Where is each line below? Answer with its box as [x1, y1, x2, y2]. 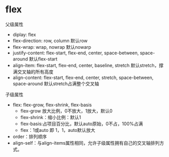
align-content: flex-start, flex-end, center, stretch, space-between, [12, 74, 154, 81]
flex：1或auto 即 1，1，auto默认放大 [20, 127, 96, 133]
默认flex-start [29, 55, 58, 62]
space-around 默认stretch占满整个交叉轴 [12, 81, 99, 87]
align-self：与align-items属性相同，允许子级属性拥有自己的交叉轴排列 [12, 140, 160, 146]
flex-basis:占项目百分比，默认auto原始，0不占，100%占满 [20, 121, 143, 127]
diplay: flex [12, 31, 36, 37]
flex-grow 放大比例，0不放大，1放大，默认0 [20, 108, 113, 114]
